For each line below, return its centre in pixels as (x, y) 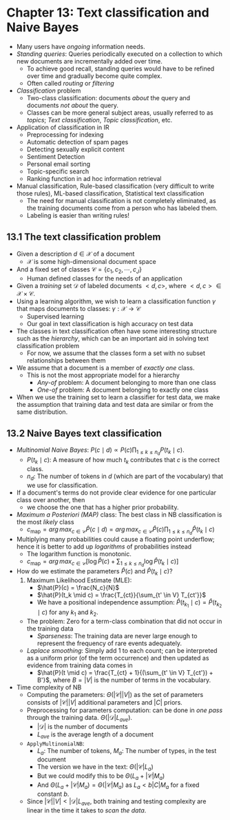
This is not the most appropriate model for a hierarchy (103, 375)
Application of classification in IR (63, 127)
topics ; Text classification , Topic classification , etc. (100, 120)
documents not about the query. (72, 105)
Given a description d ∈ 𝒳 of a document (75, 254)
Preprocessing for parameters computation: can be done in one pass (125, 710)
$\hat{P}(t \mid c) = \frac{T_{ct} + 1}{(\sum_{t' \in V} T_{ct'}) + (125, 673)
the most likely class (45, 522)
